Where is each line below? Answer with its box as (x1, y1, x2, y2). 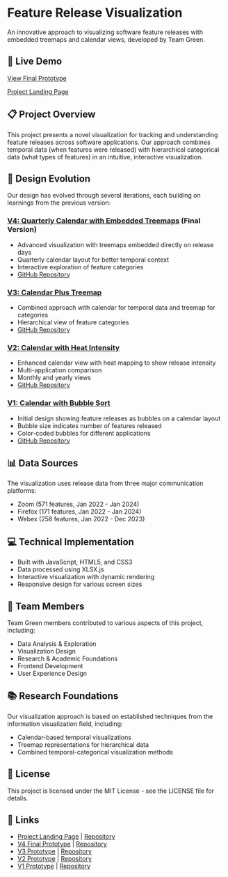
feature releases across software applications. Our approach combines (7, 138, 211, 146)
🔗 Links (7, 814, 40, 826)
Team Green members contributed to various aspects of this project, (7, 619, 204, 627)
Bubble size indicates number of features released (17, 421, 162, 429)
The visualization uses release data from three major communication (7, 479, 204, 488)
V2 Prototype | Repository (17, 855, 92, 863)
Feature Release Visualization (7, 5, 183, 21)
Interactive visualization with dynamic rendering (17, 573, 155, 581)
